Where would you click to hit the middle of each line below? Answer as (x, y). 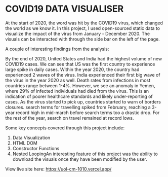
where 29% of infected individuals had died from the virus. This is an (77, 91)
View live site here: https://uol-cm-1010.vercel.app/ (58, 169)
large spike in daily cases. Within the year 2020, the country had (72, 69)
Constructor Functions (36, 148)
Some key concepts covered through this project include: (65, 128)
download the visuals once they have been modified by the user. (80, 159)
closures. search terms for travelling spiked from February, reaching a (78, 107)
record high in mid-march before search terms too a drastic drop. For (88, 113)
